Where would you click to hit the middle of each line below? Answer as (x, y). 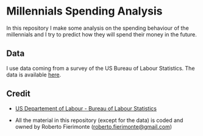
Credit (18, 94)
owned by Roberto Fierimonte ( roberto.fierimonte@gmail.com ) (94, 126)
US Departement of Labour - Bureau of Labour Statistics (86, 108)
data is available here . (34, 75)
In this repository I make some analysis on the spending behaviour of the (98, 28)
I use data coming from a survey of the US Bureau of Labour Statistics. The (101, 68)
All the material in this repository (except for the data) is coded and (99, 120)
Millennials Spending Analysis (84, 11)
